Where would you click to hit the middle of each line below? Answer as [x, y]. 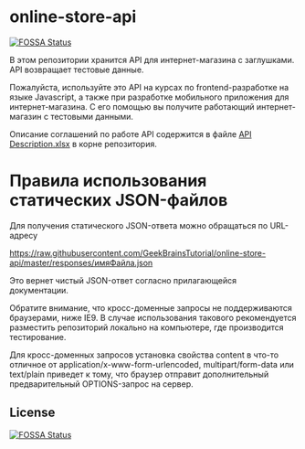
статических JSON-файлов [119, 201]
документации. [39, 290]
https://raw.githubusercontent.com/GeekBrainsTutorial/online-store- [138, 252]
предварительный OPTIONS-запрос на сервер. [101, 384]
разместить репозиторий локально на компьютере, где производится [147, 327]
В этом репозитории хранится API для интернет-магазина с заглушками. [152, 59]
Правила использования [108, 181]
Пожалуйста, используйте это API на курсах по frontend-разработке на [149, 87]
